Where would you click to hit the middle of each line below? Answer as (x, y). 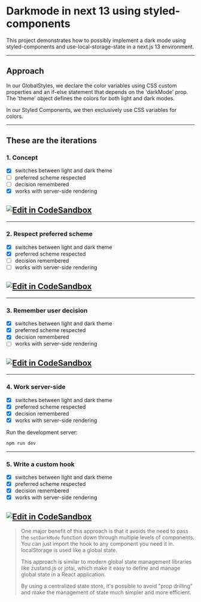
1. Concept (22, 158)
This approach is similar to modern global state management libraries (106, 562)
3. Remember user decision (47, 311)
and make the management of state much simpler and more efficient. (106, 592)
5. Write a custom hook (40, 464)
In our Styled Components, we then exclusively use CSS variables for (92, 110)
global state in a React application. (63, 574)
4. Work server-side (36, 387)
